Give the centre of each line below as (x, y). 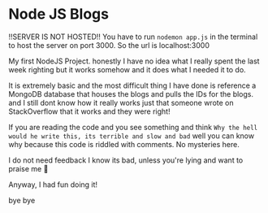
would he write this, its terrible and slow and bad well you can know (131, 136)
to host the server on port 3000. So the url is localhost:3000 (109, 45)
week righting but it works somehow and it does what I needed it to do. (127, 69)
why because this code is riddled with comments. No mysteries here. (124, 144)
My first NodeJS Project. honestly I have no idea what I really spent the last (134, 61)
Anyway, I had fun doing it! (53, 185)
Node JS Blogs (59, 14)
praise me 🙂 (28, 168)
